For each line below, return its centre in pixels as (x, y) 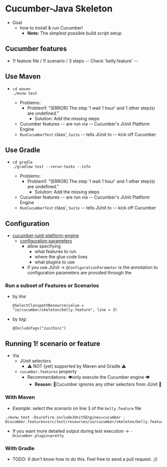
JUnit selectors (35, 361)
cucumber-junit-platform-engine (45, 235)
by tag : (20, 319)
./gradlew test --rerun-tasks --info (51, 167)
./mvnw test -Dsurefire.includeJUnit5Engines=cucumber (63, 417)
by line (19, 296)
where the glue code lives (61, 257)
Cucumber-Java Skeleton (59, 9)
